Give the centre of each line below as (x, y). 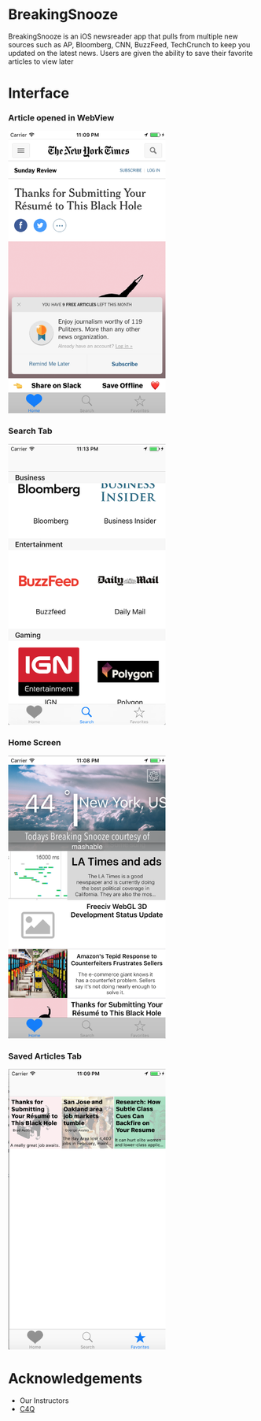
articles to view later (41, 61)
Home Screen (35, 743)
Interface (39, 93)
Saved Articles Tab (45, 1056)
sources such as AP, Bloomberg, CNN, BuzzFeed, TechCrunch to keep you (129, 44)
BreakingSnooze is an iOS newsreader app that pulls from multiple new (123, 36)
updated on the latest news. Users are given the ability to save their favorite (130, 53)
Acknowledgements (75, 1378)
